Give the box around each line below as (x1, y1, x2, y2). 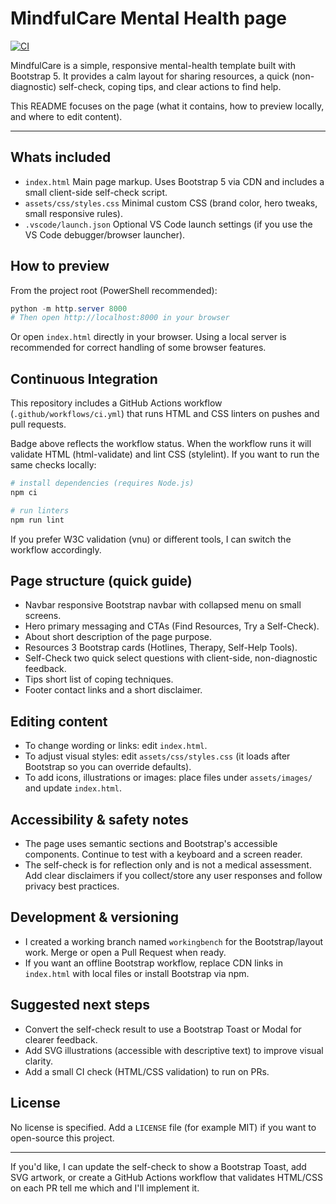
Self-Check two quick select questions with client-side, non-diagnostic (24, 652, 318, 664)
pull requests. (10, 418, 67, 431)
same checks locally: (10, 459, 97, 471)
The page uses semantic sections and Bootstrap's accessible (24, 838, 278, 850)
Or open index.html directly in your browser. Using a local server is (10, 331, 287, 343)
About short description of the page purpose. (24, 631, 212, 643)
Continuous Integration (10, 370, 158, 387)
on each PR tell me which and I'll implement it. (10, 1182, 200, 1194)
